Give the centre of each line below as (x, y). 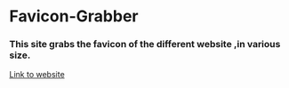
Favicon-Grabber (74, 16)
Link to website (37, 75)
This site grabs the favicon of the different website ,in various (145, 44)
